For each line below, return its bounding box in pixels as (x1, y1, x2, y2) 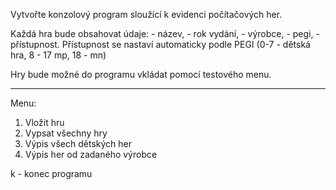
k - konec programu (10, 168, 93, 179)
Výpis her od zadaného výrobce (24, 149, 158, 160)
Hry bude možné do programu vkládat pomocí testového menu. (10, 69, 272, 80)
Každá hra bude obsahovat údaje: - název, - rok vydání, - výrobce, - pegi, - (10, 28, 320, 39)
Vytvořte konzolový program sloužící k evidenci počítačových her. (10, 9, 283, 20)
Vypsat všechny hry (24, 127, 108, 139)
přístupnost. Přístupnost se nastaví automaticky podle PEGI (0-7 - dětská (10, 39, 311, 50)
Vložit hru (24, 117, 65, 128)
